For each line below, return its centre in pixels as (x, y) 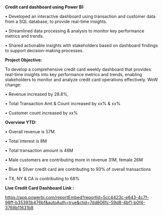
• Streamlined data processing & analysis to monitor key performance (75, 31)
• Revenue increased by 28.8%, (37, 94)
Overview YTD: (21, 122)
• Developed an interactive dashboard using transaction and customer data (80, 16)
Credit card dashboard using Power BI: (45, 7)
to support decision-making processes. (44, 51)
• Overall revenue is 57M (30, 132)
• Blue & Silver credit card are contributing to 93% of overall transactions (78, 169)
